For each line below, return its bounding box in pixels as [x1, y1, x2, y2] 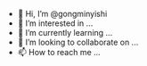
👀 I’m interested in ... [17, 18, 94, 29]
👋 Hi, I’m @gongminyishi [17, 9, 108, 19]
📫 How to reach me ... [17, 47, 101, 57]
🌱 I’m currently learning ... [17, 28, 113, 37]
